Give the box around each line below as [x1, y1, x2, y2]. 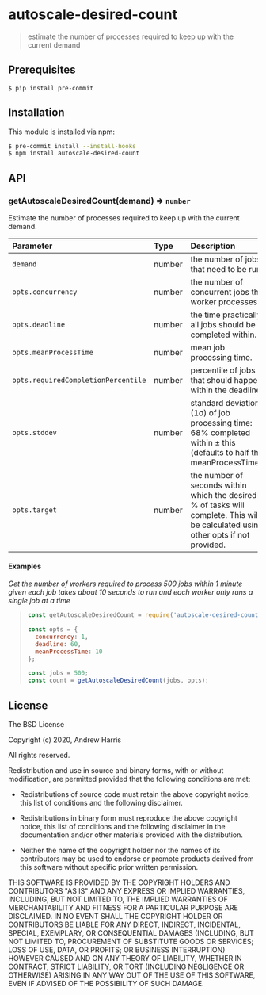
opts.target [12, 506, 58, 515]
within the [190, 385, 227, 396]
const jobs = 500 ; [27, 669, 89, 677]
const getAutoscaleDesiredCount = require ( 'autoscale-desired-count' [27, 611, 263, 619]
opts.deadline [12, 320, 66, 329]
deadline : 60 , [35, 640, 82, 648]
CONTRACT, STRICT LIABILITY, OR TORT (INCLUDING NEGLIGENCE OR [8, 962, 245, 972]
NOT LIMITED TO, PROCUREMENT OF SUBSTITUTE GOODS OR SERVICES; [8, 937, 254, 947]
